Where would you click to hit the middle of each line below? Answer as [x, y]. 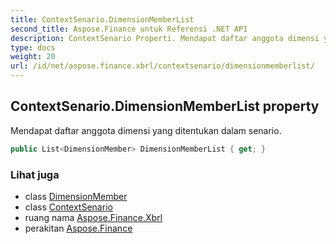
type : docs [33, 47]
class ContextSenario [68, 207]
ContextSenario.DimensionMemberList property [165, 106]
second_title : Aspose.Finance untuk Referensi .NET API [129, 29]
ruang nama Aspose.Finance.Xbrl [93, 217]
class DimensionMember [76, 196]
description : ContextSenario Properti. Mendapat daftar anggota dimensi [165, 38]
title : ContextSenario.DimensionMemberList [102, 19]
